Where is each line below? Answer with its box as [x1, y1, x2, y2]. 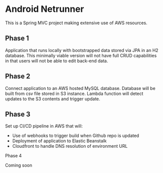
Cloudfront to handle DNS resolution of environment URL [12, 143, 128, 149]
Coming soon [5, 162, 33, 169]
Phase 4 [5, 153, 22, 159]
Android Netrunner [5, 3, 84, 15]
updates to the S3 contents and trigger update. [5, 95, 100, 102]
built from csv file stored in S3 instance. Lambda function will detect [5, 90, 144, 96]
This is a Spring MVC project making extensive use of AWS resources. [5, 20, 148, 26]
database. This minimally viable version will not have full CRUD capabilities [5, 52, 157, 58]
